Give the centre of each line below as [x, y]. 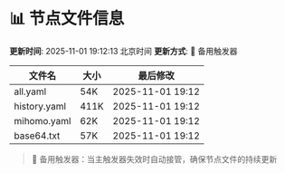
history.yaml [40, 106]
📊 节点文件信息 [67, 19]
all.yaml [30, 91]
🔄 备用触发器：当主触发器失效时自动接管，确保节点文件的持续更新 [154, 159]
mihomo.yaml [43, 120]
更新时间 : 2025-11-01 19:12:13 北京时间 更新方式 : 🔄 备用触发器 [123, 51]
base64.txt [37, 135]
